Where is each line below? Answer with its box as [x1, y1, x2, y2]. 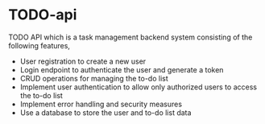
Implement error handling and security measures [19, 99, 183, 109]
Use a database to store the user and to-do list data [19, 107, 192, 118]
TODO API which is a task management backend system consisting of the [8, 32, 253, 42]
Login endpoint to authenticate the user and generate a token [19, 64, 224, 74]
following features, [8, 40, 71, 50]
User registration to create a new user [19, 56, 147, 66]
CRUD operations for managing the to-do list [19, 73, 169, 83]
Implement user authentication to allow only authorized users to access [19, 82, 258, 92]
